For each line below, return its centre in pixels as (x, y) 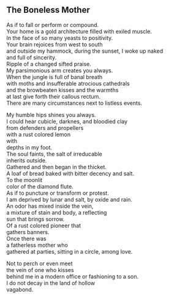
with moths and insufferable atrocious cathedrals (68, 83)
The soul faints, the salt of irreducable (54, 154)
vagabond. (20, 289)
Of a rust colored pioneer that (44, 225)
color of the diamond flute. (40, 186)
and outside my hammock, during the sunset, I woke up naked (85, 51)
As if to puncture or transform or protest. (58, 193)
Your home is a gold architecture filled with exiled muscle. (79, 31)
